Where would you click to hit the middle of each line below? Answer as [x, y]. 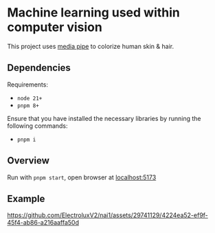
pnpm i [26, 140]
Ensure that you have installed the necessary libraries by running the [104, 118]
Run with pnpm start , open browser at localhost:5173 [82, 177]
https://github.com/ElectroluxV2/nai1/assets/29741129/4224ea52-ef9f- [107, 215]
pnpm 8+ [28, 106]
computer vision [55, 27]
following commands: [37, 126]
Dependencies [39, 68]
